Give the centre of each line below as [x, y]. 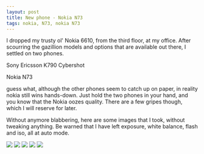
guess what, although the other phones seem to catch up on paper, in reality [102, 89]
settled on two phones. [35, 54]
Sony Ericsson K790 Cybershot [46, 65]
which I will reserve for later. [42, 108]
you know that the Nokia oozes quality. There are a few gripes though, [94, 102]
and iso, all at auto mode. [38, 133]
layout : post [23, 12]
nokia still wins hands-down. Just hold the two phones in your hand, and [97, 96]
